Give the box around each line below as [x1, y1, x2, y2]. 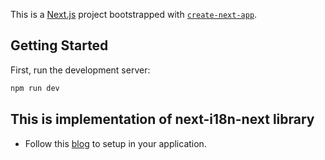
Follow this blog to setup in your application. [24, 137, 207, 149]
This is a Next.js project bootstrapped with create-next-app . [10, 9, 258, 20]
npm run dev [10, 83, 60, 93]
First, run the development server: [10, 64, 151, 76]
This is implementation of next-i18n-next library [10, 111, 315, 128]
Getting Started [10, 37, 109, 54]
